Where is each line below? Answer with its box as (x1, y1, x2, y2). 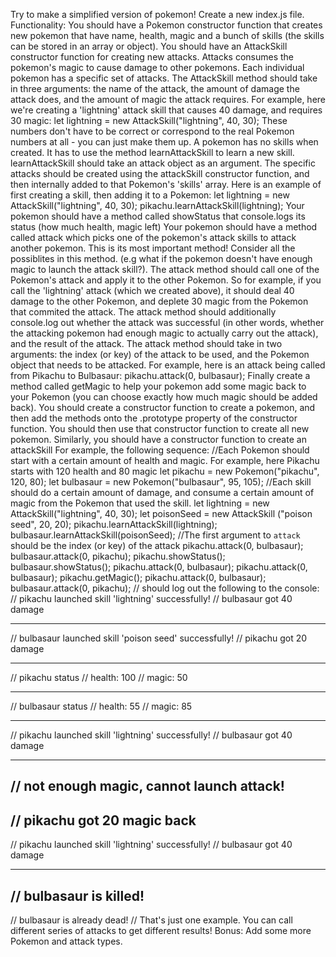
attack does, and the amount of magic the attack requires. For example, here (10, 94, 326, 105)
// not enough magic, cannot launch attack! (10, 778, 285, 795)
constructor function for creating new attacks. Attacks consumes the (10, 51, 295, 63)
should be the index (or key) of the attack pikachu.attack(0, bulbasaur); (10, 540, 304, 551)
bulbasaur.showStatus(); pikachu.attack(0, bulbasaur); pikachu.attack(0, (10, 561, 308, 573)
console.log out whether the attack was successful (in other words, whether (10, 317, 325, 328)
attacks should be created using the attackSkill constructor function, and (10, 168, 310, 179)
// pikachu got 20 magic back (10, 812, 197, 829)
